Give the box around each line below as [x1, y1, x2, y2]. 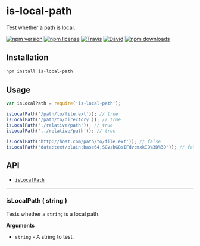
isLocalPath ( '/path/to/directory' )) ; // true [6, 117, 121, 123]
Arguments [6, 222, 35, 229]
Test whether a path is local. [6, 24, 76, 31]
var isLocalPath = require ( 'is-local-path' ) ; [6, 100, 121, 106]
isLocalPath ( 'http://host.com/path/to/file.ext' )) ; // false [6, 138, 161, 144]
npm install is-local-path [6, 68, 73, 74]
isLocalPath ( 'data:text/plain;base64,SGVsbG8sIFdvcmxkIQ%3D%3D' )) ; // [6, 144, 185, 150]
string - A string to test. [14, 233, 74, 240]
